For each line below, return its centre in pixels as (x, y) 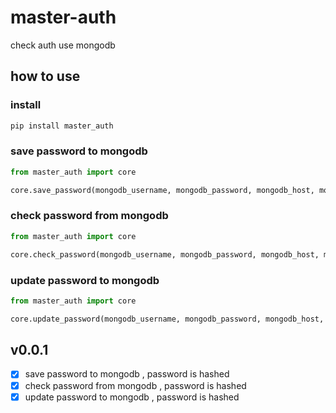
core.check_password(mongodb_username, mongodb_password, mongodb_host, (165, 254)
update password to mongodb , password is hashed (132, 397)
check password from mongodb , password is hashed (135, 385)
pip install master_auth (62, 126)
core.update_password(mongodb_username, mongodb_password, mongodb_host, (167, 319)
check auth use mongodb (63, 45)
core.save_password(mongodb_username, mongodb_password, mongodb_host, (162, 190)
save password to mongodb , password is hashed (127, 374)
